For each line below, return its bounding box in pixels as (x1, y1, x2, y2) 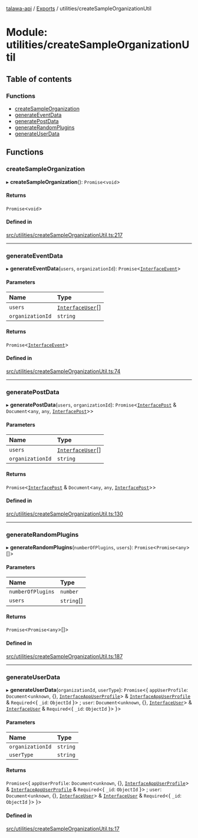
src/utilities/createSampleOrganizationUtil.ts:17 (6, 825, 120, 832)
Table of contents (6, 74, 72, 84)
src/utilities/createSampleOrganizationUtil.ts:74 (6, 368, 121, 375)
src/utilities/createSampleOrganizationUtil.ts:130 (6, 510, 124, 517)
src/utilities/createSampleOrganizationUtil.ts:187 (6, 652, 123, 659)
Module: (6, 26, 48, 39)
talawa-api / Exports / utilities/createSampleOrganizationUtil (6, 5, 152, 12)
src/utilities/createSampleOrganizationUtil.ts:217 (6, 231, 123, 238)
